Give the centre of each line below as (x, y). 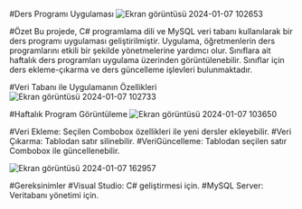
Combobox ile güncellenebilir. (65, 150)
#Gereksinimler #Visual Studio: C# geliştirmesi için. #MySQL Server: (137, 186)
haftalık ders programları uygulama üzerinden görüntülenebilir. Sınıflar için (147, 60)
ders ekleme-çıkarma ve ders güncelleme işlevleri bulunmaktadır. (131, 69)
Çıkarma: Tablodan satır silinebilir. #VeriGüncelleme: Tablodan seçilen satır (148, 141)
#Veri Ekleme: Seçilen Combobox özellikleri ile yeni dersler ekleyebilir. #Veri (151, 132)
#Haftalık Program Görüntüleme (69, 114)
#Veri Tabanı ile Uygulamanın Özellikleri (83, 87)
